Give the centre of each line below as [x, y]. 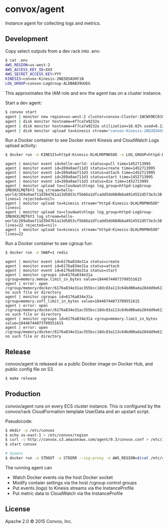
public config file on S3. [29, 369]
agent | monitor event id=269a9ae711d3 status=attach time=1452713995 [80, 173]
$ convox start [21, 112]
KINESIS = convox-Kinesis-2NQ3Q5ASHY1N [44, 79]
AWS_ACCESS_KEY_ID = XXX [29, 70]
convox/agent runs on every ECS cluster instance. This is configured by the [83, 406]
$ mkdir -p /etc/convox [30, 430]
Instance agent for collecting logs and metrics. [53, 23]
